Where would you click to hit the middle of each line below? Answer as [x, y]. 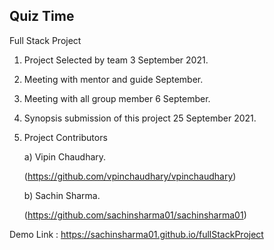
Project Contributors [65, 137]
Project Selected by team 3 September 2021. [116, 60]
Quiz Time [42, 16]
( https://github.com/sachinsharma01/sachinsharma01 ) [135, 215]
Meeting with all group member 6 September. [117, 98]
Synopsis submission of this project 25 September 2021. [140, 118]
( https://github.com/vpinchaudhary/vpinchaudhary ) [130, 176]
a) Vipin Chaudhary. [65, 156]
